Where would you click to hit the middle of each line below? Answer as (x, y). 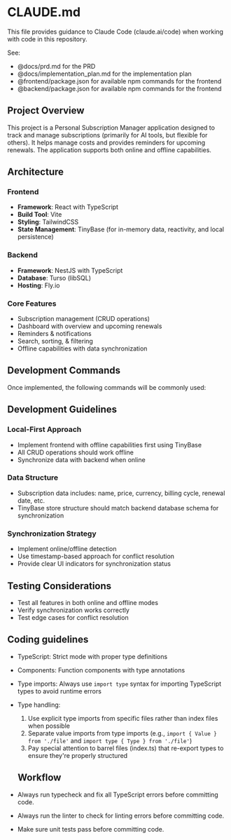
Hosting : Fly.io (38, 285)
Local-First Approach (44, 430)
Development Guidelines (62, 410)
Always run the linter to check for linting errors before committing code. (121, 815)
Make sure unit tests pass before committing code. (91, 829)
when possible (49, 726)
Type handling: (39, 705)
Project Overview (46, 110)
